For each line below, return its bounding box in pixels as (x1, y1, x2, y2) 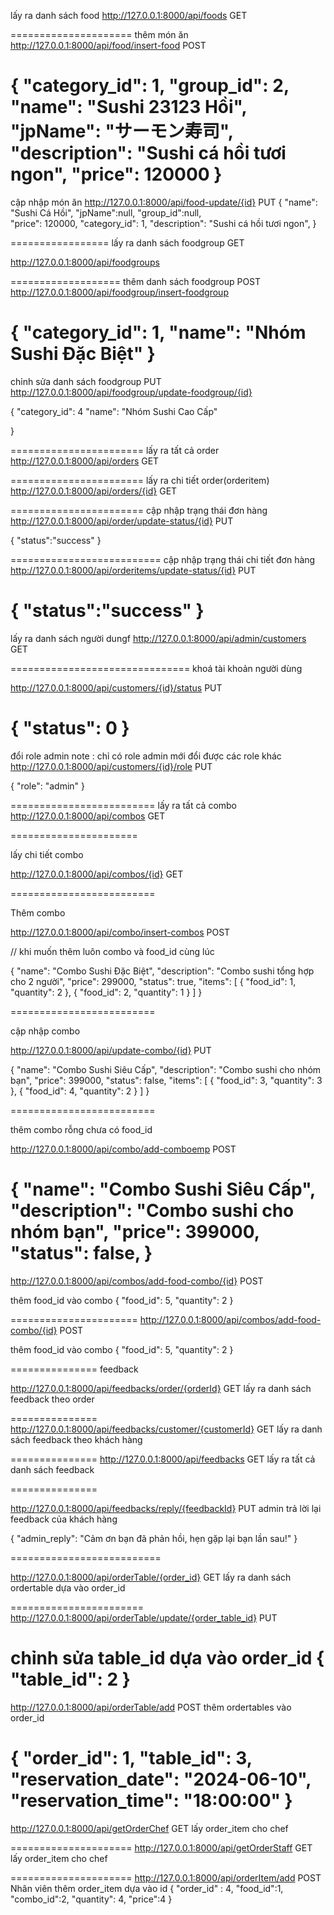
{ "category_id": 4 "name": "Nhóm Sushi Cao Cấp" (10, 405, 218, 417)
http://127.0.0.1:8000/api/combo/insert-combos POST (10, 926, 231, 938)
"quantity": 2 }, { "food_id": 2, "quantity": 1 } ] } (10, 986, 203, 998)
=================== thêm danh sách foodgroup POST (10, 275, 262, 287)
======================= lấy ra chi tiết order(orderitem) (10, 474, 270, 486)
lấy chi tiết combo (10, 848, 84, 860)
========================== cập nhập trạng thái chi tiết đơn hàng (10, 553, 316, 565)
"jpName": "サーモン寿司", (10, 120, 234, 143)
